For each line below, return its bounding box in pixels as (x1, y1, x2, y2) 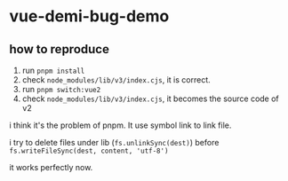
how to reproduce (9, 42, 109, 57)
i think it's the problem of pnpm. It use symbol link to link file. (9, 120, 232, 130)
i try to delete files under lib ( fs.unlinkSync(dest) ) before (9, 138, 220, 147)
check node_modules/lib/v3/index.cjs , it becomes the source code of (21, 93, 280, 104)
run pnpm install (21, 65, 85, 75)
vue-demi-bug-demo (9, 6, 170, 27)
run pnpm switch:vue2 (21, 84, 101, 94)
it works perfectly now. (9, 162, 93, 172)
